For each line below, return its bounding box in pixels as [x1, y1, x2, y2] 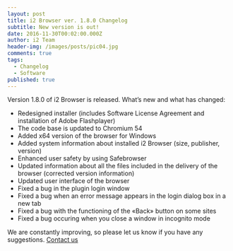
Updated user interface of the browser [17, 177, 130, 185]
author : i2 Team [7, 37, 55, 44]
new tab [17, 199, 42, 208]
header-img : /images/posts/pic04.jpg [7, 43, 119, 50]
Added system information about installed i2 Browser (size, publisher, [17, 139, 220, 148]
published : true [7, 76, 55, 83]
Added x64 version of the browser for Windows [17, 132, 157, 140]
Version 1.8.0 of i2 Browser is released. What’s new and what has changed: [7, 95, 226, 104]
